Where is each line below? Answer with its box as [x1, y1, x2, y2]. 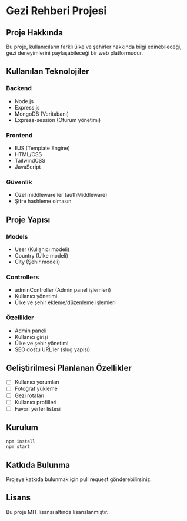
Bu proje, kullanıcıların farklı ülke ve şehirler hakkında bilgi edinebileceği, [6, 43, 182, 50]
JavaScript [14, 163, 41, 170]
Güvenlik [6, 178, 32, 186]
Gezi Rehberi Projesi [6, 4, 107, 18]
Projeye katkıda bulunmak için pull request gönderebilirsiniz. [6, 476, 152, 483]
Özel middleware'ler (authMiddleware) [14, 192, 108, 199]
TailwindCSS [14, 157, 46, 164]
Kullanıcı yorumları [14, 378, 60, 385]
